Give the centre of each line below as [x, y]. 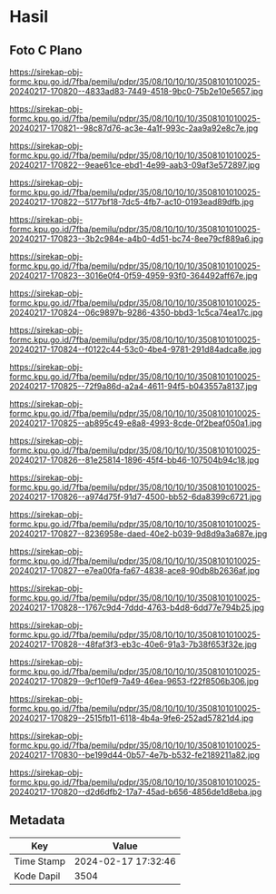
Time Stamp [40, 861]
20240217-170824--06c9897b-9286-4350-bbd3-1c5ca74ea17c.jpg [136, 312]
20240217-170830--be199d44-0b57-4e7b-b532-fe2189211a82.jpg [135, 755]
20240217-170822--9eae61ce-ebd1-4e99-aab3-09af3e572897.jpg [135, 165]
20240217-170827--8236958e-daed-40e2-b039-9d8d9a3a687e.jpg [138, 534]
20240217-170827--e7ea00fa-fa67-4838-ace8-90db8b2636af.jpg [135, 570]
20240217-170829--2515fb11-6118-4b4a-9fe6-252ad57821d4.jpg [132, 718]
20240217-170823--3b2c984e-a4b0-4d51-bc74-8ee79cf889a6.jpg [136, 239]
